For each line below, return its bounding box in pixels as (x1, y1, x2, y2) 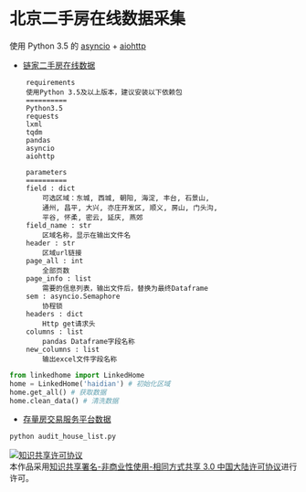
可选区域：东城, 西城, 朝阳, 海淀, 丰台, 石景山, (42, 193, 210, 202)
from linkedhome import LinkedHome (9, 370, 145, 380)
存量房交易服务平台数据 (22, 413, 111, 425)
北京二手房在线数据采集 (9, 8, 186, 29)
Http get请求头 (42, 319, 96, 328)
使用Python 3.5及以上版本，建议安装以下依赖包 (26, 88, 183, 97)
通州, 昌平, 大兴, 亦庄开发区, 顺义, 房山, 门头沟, (42, 203, 218, 212)
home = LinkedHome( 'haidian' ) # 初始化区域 (9, 379, 171, 389)
